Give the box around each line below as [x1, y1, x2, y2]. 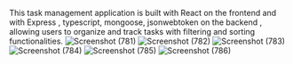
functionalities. [9, 36, 64, 46]
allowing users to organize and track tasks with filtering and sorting [9, 27, 256, 36]
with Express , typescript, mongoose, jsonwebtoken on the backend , [9, 17, 263, 28]
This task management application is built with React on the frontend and [9, 8, 277, 18]
